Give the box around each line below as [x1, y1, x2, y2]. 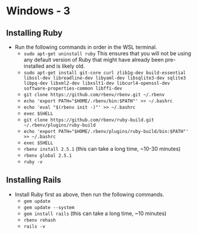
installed [23, 62, 45, 69]
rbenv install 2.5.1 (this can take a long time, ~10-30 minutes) [23, 146, 181, 152]
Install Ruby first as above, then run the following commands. [14, 191, 164, 198]
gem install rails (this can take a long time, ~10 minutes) [23, 210, 167, 217]
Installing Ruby [6, 28, 63, 38]
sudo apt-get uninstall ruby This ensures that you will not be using [23, 50, 192, 57]
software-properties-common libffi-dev [23, 86, 123, 91]
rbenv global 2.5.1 [23, 153, 72, 159]
